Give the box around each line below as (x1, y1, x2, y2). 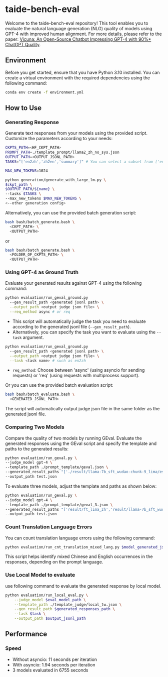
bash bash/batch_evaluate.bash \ (5, 392, 75, 397)
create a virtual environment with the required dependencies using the (5, 74, 150, 81)
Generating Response (5, 119, 59, 126)
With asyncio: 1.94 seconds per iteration (12, 661, 96, 667)
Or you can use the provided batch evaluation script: (5, 382, 113, 388)
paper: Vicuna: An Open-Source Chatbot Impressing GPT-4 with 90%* (5, 36, 151, 42)
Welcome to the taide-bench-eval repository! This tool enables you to (5, 20, 148, 26)
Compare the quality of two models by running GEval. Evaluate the (5, 435, 142, 441)
